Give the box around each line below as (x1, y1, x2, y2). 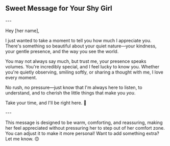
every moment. (5, 74, 37, 81)
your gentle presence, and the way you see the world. (5, 48, 119, 54)
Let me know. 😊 (5, 135, 40, 142)
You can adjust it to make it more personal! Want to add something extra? (5, 130, 159, 136)
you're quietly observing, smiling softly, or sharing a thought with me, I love (5, 69, 163, 75)
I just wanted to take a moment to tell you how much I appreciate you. (5, 37, 152, 43)
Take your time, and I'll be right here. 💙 (5, 100, 87, 106)
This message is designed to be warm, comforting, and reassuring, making (5, 119, 163, 126)
